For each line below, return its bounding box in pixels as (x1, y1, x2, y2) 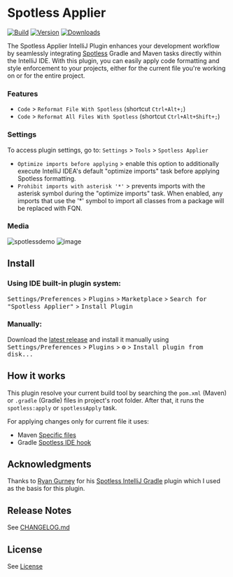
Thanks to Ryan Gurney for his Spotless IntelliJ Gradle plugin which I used (7, 477, 220, 485)
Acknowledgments (7, 459, 92, 471)
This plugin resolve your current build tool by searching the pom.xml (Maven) (7, 389, 227, 397)
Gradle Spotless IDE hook (17, 438, 92, 446)
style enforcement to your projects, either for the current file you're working (7, 64, 226, 72)
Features (7, 89, 38, 99)
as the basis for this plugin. (7, 485, 85, 493)
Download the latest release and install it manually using (7, 335, 169, 344)
